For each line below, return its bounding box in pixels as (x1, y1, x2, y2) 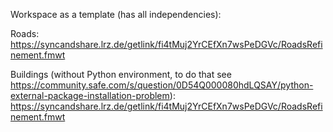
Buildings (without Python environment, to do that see (10, 69, 232, 80)
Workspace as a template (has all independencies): (10, 9, 222, 20)
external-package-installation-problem (10, 90, 170, 101)
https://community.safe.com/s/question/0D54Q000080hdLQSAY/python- (10, 79, 314, 91)
